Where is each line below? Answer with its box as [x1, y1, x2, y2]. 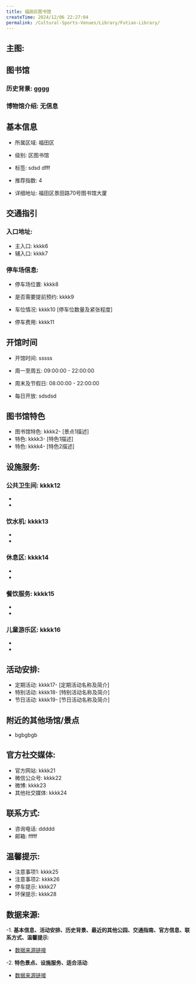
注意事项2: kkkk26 [14, 876, 60, 883]
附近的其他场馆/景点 [6, 715, 80, 725]
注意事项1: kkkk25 [14, 868, 59, 875]
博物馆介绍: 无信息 [6, 102, 59, 110]
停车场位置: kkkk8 [14, 280, 59, 288]
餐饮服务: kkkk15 [6, 589, 54, 598]
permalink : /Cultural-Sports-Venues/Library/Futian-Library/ [6, 20, 160, 26]
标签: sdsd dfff [14, 164, 50, 171]
